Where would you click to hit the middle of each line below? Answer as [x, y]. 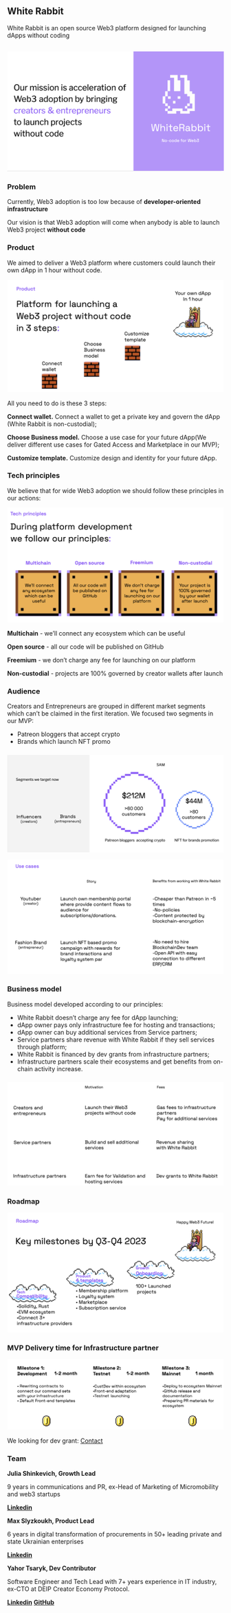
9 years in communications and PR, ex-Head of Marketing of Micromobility [113, 1487]
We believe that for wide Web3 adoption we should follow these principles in [115, 490]
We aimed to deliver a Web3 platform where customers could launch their [111, 263]
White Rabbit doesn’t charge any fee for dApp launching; [98, 1017]
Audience [24, 691]
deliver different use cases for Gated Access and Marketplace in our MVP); [113, 445]
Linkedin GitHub [31, 1603]
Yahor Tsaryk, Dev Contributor [52, 1568]
